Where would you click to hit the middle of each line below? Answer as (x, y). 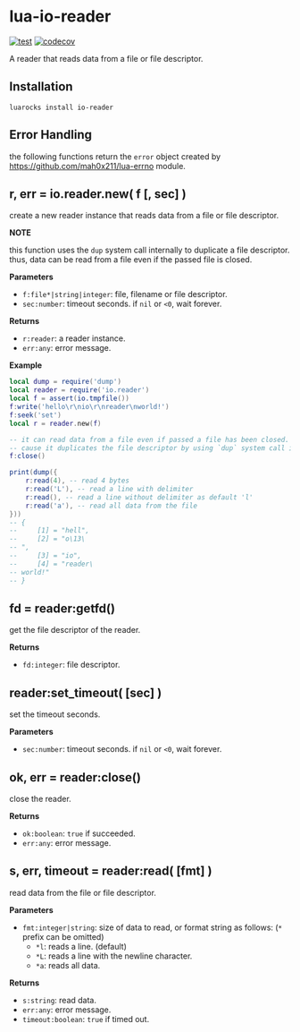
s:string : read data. (59, 1000)
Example (26, 365)
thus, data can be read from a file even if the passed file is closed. (131, 260)
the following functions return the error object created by (115, 156)
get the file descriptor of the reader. (75, 630)
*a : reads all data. (68, 965)
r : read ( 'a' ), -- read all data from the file (112, 506)
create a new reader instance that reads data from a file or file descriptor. (144, 216)
